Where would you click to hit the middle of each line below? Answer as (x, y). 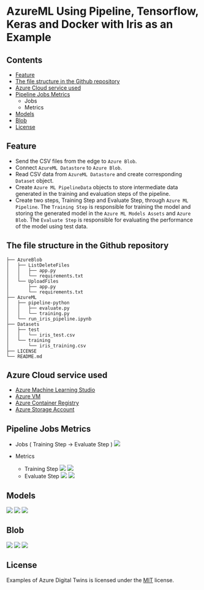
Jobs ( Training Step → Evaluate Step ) (64, 444)
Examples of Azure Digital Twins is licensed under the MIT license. (90, 580)
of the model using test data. (51, 226)
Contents (25, 60)
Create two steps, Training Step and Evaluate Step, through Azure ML (102, 200)
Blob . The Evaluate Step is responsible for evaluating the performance (104, 220)
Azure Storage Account (45, 410)
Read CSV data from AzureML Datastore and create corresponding (99, 174)
